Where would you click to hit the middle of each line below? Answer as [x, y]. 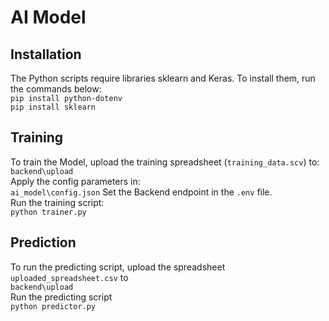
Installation [46, 54]
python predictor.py [53, 306]
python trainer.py [48, 212]
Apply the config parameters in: [75, 181]
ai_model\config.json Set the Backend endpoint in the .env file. [141, 192]
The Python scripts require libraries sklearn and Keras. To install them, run [163, 78]
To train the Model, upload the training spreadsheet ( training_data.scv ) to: [165, 162]
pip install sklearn [53, 107]
